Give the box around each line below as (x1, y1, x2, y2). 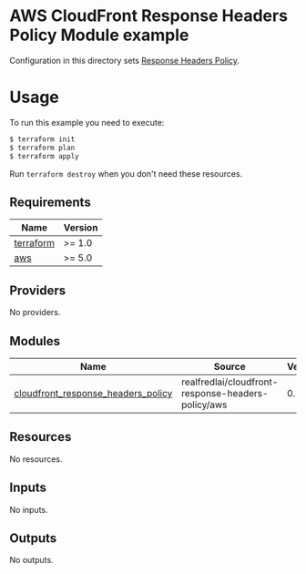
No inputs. (9, 504, 48, 515)
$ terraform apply (9, 151, 79, 160)
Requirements (9, 194, 91, 210)
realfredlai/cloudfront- (180, 375, 279, 388)
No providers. (9, 307, 61, 318)
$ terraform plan (9, 143, 76, 152)
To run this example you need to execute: (9, 117, 165, 128)
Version (63, 221, 98, 234)
